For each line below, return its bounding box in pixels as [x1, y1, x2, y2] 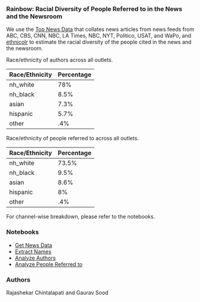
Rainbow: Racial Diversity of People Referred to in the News [6, 5, 183, 13]
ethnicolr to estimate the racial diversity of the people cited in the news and [6, 38, 192, 46]
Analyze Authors [14, 254, 56, 261]
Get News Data [14, 241, 53, 249]
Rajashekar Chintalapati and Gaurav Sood [6, 289, 109, 296]
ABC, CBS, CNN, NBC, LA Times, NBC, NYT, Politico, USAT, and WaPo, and [6, 32, 192, 39]
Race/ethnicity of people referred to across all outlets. [6, 135, 139, 142]
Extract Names [14, 248, 52, 255]
